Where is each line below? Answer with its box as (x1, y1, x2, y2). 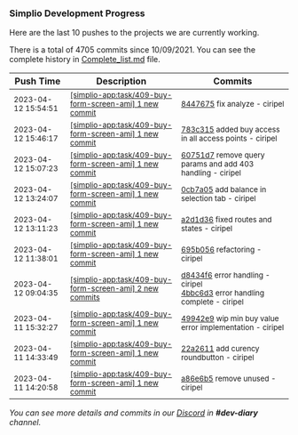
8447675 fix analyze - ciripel (181, 99, 285, 109)
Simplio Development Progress (9, 7, 145, 20)
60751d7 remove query (181, 150, 265, 160)
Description (96, 75, 147, 87)
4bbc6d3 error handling (181, 288, 264, 298)
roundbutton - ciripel (181, 352, 255, 363)
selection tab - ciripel (181, 194, 256, 204)
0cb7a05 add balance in (181, 185, 267, 195)
